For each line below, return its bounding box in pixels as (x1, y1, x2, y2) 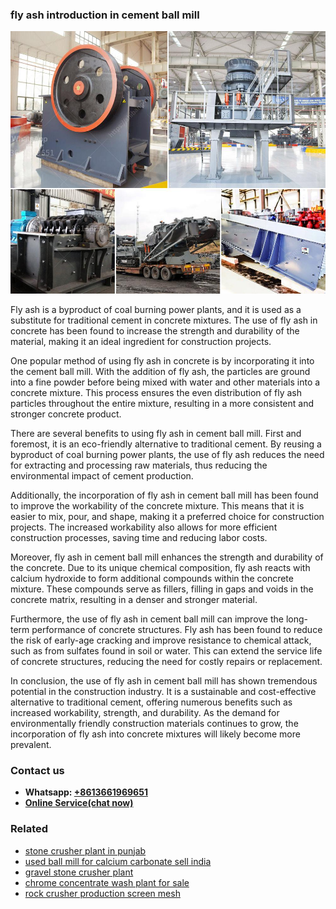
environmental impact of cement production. (10, 469, 194, 482)
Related (10, 822, 49, 836)
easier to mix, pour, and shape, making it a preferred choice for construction (10, 510, 325, 522)
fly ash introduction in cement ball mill (10, 8, 200, 22)
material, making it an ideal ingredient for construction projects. (10, 335, 272, 347)
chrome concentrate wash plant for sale (24, 876, 190, 888)
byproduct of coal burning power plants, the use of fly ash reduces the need (10, 448, 325, 460)
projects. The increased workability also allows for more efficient (10, 521, 278, 533)
